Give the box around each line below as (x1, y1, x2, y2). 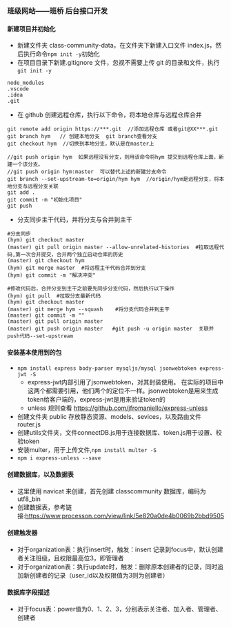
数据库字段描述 (7, 588, 50, 596)
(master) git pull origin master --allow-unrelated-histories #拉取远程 (7, 244, 219, 251)
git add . (7, 189, 36, 196)
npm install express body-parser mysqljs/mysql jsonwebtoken (17, 365, 197, 372)
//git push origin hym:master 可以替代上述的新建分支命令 (7, 168, 167, 175)
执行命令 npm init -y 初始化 (23, 50, 100, 58)
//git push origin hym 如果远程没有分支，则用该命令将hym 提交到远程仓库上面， (7, 154, 219, 161)
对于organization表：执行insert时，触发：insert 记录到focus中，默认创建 (17, 545, 223, 553)
